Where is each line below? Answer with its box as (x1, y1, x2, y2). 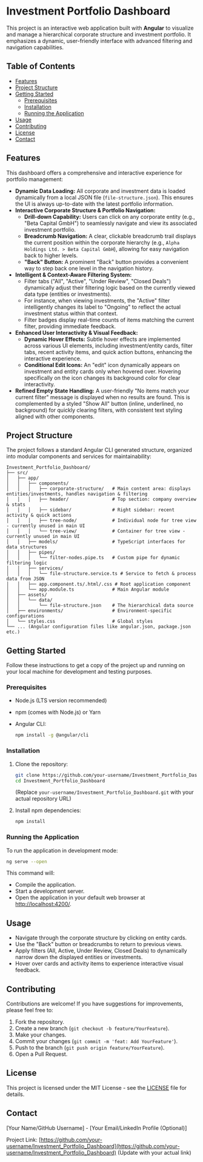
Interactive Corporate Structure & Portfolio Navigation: (15, 206, 156, 213)
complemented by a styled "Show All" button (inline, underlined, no (15, 400, 184, 407)
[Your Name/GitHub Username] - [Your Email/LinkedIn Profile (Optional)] (6, 1124, 187, 1132)
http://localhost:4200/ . (15, 901, 72, 908)
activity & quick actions (6, 512, 72, 519)
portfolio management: (6, 175, 64, 183)
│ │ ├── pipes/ (6, 549, 56, 556)
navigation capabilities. (6, 44, 64, 51)
